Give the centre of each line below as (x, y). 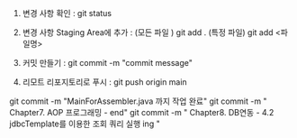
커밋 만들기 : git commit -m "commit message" (108, 63)
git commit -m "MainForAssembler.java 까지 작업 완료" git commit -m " (138, 101)
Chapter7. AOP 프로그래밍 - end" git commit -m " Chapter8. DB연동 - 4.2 (142, 112)
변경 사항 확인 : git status (67, 13)
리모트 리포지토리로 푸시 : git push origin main (104, 82)
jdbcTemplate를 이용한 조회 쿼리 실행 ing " (85, 124)
